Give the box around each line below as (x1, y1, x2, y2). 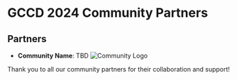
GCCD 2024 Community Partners (7, 5, 208, 21)
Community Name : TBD (17, 51, 89, 60)
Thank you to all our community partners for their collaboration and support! (7, 65, 231, 73)
